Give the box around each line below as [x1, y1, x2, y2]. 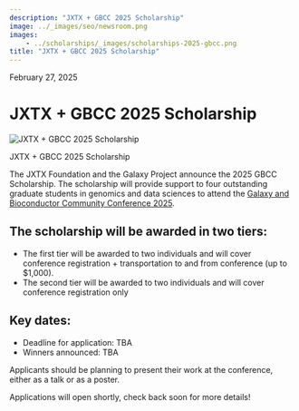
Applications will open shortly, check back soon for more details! [9, 391, 251, 402]
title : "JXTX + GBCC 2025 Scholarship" [9, 47, 160, 56]
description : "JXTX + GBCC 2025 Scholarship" [9, 13, 184, 23]
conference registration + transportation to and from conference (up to [22, 258, 288, 269]
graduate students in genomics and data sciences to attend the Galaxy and [9, 188, 290, 200]
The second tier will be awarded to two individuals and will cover [22, 277, 265, 288]
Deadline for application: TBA [22, 337, 133, 347]
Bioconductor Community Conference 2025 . [9, 198, 175, 209]
